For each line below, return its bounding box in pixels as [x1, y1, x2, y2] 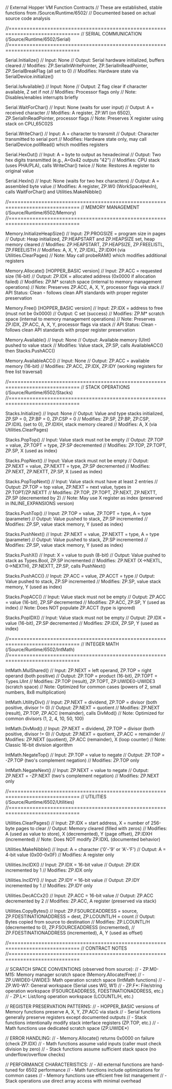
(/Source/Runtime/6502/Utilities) [5, 799, 74, 805]
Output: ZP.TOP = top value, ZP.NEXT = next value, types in [5, 484, 131, 490]
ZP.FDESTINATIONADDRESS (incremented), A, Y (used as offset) [5, 930, 143, 936]
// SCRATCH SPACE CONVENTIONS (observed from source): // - [5, 966, 142, 972]
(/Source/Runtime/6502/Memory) [5, 210, 77, 215]
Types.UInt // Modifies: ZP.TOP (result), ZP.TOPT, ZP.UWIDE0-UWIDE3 [5, 678, 156, 684]
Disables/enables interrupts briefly [5, 95, 79, 100]
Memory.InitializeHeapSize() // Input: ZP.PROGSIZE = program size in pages [5, 231, 166, 236]
